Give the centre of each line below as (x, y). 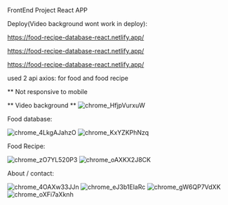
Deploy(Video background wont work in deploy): (77, 24)
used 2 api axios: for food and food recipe (68, 78)
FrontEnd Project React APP (47, 10)
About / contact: (31, 173)
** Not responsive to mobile (47, 92)
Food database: (30, 119)
